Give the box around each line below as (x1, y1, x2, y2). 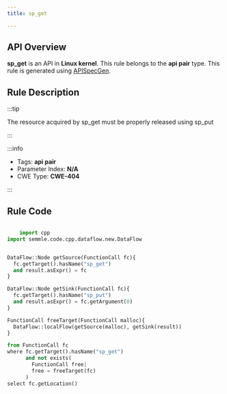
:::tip (7, 105, 20, 113)
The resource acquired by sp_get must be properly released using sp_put (7, 118, 214, 127)
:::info (7, 144, 23, 153)
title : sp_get (7, 10, 48, 17)
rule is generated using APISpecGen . (7, 66, 111, 75)
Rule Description (7, 86, 80, 98)
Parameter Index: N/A (16, 165, 79, 173)
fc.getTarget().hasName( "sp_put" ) (13, 292, 111, 299)
